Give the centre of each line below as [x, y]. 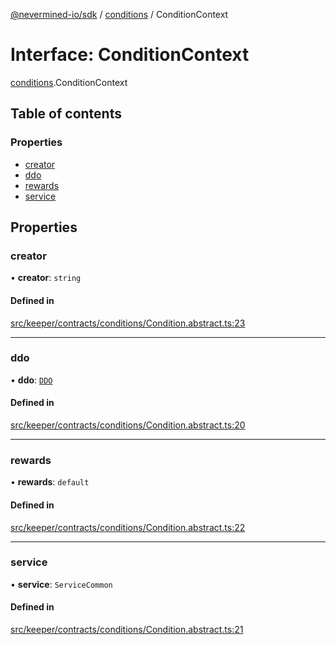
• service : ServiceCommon [61, 584]
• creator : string [46, 278]
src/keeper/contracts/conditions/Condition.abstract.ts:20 [128, 425]
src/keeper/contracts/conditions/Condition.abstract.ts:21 [127, 630]
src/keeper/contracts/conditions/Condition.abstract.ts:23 [128, 323]
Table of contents [66, 114]
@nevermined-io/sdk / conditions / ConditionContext [119, 14]
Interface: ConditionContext [130, 55]
